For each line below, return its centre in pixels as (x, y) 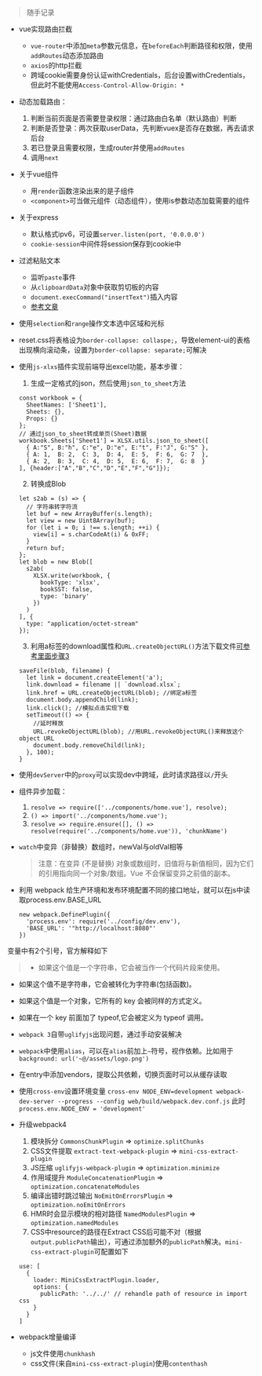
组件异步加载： (43, 791)
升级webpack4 (43, 1124)
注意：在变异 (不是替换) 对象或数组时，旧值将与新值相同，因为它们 (146, 863)
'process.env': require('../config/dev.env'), (104, 922)
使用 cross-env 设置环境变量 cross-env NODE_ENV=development (116, 1091)
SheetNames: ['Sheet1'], (67, 405)
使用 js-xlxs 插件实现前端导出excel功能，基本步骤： (102, 367)
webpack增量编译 (47, 1337)
